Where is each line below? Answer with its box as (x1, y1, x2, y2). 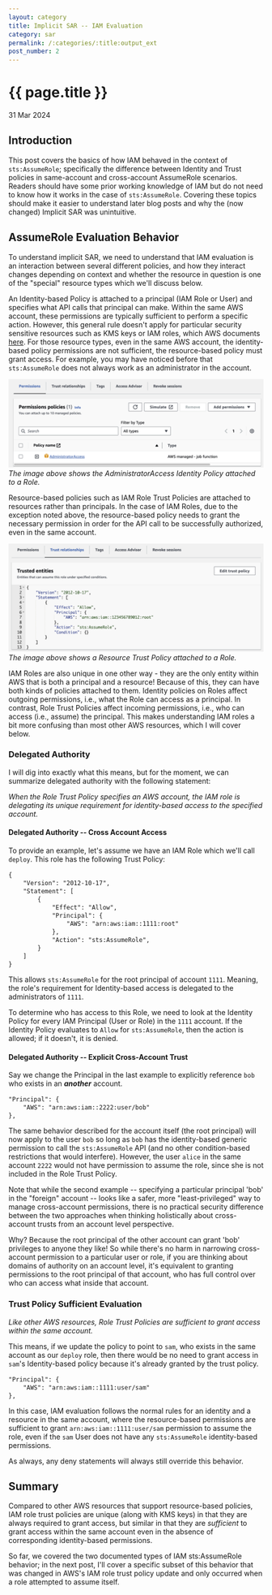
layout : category (8, 13, 67, 21)
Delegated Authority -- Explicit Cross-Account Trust (8, 1052, 189, 1061)
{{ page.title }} (8, 84, 108, 102)
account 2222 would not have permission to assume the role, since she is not (8, 1161, 264, 1170)
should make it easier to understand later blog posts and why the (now (8, 198, 244, 208)
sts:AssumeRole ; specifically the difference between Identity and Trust (8, 163, 242, 174)
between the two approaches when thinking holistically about (8, 1211, 214, 1221)
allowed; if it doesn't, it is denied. (8, 1034, 119, 1044)
